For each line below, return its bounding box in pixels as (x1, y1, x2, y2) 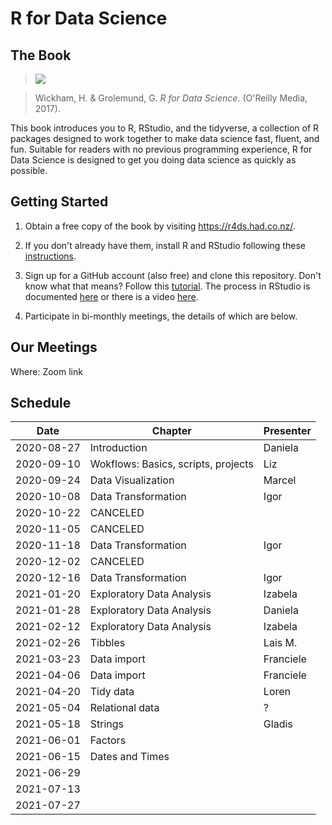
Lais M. (263, 636, 298, 650)
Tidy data (89, 685, 135, 699)
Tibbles (89, 636, 126, 650)
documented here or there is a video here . (24, 290, 199, 302)
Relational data (89, 701, 160, 715)
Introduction (89, 441, 148, 455)
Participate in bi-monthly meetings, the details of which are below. (24, 310, 298, 322)
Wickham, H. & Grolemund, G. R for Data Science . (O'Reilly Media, (34, 92, 308, 104)
